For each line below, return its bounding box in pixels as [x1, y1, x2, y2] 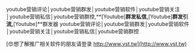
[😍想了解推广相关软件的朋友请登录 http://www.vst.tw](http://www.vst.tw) [6, 41, 187, 47]
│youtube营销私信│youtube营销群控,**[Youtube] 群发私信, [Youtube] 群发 [6, 13, 183, 20]
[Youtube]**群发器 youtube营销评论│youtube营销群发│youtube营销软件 [13, 21, 190, 27]
